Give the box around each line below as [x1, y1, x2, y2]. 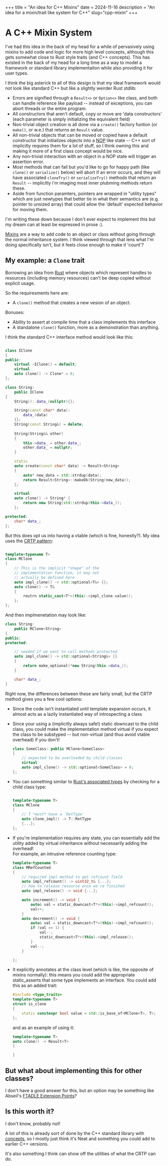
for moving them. [12, 206, 48, 212]
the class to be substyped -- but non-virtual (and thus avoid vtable [12, 731, 150, 737]
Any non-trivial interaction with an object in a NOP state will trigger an [12, 153, 156, 159]
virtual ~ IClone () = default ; [14, 362, 77, 367]
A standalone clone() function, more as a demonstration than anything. [12, 324, 159, 330]
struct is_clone [12, 1001, 46, 1007]
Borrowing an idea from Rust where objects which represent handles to [5, 270, 152, 276]
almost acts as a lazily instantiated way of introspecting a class [12, 711, 142, 717]
